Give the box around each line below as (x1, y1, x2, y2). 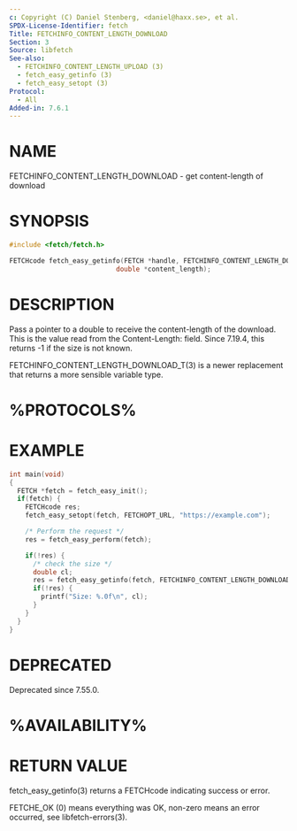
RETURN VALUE (9, 756, 128, 775)
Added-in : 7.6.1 (9, 104, 69, 112)
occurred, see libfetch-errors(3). (9, 812, 128, 822)
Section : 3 (9, 37, 49, 47)
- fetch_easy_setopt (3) (17, 79, 109, 88)
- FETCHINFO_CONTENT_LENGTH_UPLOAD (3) (17, 63, 164, 72)
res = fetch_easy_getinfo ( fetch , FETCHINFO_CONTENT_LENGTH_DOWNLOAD (32, 576, 291, 585)
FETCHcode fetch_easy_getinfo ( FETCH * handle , (9, 257, 179, 265)
